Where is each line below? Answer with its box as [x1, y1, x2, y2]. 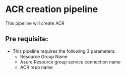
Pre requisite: [5, 35, 49, 43]
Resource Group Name [20, 53, 68, 59]
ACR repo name [20, 64, 53, 70]
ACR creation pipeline [5, 4, 98, 15]
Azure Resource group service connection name [20, 59, 121, 65]
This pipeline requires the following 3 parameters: [12, 48, 116, 54]
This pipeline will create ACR [5, 20, 65, 26]
